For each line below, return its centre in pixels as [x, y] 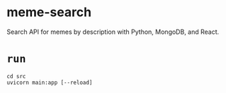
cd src [16, 76]
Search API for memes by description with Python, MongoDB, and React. [113, 32]
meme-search [49, 12]
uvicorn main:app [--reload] [50, 82]
